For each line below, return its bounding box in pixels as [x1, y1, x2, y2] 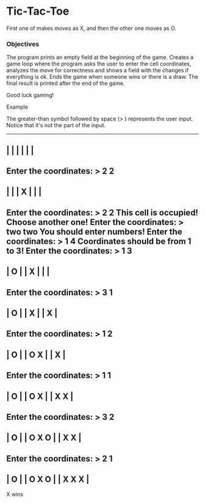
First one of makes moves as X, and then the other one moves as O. [6, 24, 177, 32]
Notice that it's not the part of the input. [6, 122, 106, 129]
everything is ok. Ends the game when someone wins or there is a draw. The [6, 73, 198, 81]
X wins [6, 490, 23, 497]
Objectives [6, 40, 40, 48]
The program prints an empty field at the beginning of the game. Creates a [6, 54, 194, 61]
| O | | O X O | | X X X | [6, 474, 90, 485]
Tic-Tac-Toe [6, 4, 70, 18]
